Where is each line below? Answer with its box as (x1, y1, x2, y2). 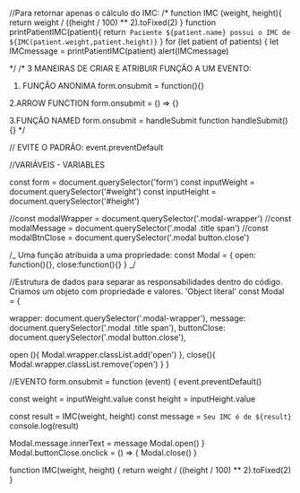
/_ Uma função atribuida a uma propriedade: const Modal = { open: (9, 250, 257, 260)
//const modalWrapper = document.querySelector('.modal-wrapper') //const (9, 213, 292, 223)
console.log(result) (9, 420, 79, 431)
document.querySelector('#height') (9, 196, 141, 206)
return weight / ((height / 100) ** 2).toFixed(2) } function (9, 17, 217, 28)
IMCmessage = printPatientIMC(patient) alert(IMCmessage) (9, 46, 229, 56)
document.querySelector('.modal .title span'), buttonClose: (9, 323, 227, 333)
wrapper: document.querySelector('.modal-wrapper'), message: (9, 313, 246, 324)
